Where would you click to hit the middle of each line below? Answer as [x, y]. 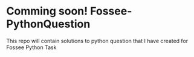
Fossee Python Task [31, 47]
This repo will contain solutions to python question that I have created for [97, 41]
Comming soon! [47, 11]
